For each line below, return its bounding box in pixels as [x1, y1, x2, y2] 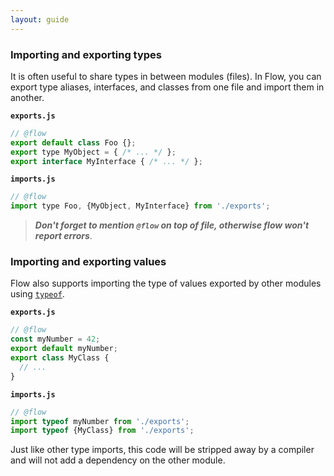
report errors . [34, 230, 93, 242]
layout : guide [10, 14, 70, 25]
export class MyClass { [10, 353, 110, 363]
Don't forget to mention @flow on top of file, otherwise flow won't [34, 219, 310, 231]
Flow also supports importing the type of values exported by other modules [10, 277, 322, 290]
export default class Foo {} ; [10, 137, 137, 148]
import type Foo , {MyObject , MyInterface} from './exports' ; [10, 201, 271, 211]
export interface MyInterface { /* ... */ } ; [10, 156, 203, 166]
